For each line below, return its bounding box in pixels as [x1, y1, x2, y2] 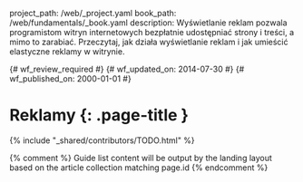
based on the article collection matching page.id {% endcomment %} [9, 162, 269, 173]
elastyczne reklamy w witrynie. [9, 46, 125, 57]
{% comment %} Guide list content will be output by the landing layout [9, 152, 272, 163]
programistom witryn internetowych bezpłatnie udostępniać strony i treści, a [9, 27, 295, 37]
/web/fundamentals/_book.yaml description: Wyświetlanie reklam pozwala [9, 17, 288, 28]
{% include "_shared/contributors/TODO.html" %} [9, 135, 195, 146]
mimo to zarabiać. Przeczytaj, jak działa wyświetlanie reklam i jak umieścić [9, 36, 288, 47]
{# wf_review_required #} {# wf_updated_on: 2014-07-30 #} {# [9, 63, 245, 74]
